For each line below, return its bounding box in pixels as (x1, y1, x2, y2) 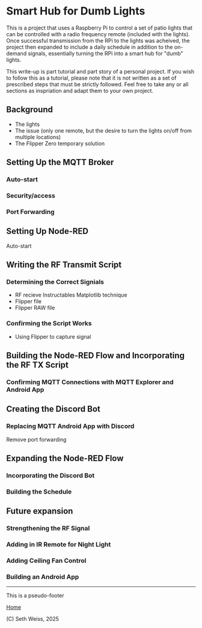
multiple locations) (14, 133, 61, 140)
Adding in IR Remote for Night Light (6, 541, 111, 549)
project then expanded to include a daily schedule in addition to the (6, 43, 173, 51)
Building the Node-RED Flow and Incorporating (6, 351, 185, 361)
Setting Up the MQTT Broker (6, 157, 114, 168)
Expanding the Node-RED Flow (6, 453, 124, 463)
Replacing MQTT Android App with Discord (6, 422, 135, 430)
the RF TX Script (6, 360, 69, 370)
